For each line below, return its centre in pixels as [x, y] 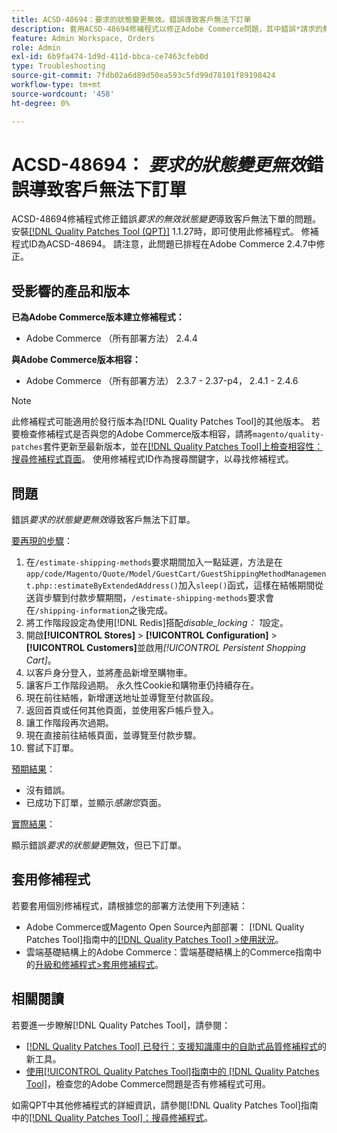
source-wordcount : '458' [63, 94]
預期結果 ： [33, 769]
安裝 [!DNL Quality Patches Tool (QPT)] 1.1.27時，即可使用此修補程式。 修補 [165, 232]
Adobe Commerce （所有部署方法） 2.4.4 [111, 338]
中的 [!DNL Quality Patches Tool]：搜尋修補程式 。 [112, 1117]
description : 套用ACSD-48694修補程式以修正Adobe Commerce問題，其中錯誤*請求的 [167, 29]
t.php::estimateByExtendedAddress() [102, 586]
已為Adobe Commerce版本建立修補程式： [98, 317]
